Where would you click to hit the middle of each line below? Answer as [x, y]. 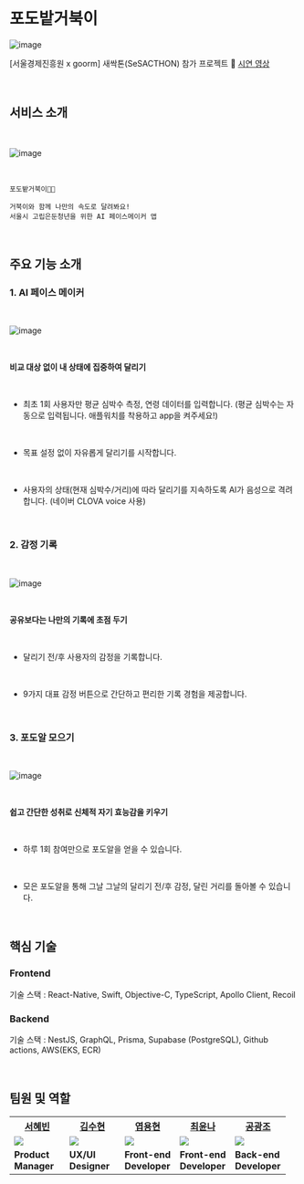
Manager [34, 1166]
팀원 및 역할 [40, 1099]
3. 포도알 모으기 [42, 738]
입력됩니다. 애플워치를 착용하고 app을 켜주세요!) [133, 415]
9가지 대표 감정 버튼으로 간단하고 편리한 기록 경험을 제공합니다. [135, 694]
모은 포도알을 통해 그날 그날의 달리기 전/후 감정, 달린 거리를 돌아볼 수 [144, 886]
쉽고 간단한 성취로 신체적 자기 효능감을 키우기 [89, 812]
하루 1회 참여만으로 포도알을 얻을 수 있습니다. [102, 849]
